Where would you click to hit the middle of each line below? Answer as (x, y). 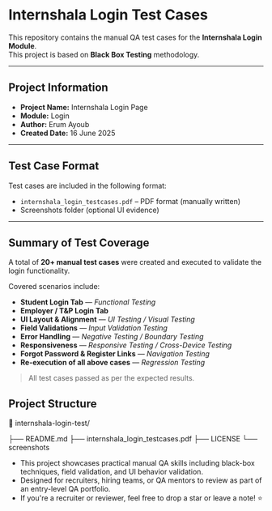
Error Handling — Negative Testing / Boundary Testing (112, 337)
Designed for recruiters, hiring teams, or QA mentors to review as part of (141, 480)
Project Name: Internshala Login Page (84, 107)
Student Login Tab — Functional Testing (88, 302)
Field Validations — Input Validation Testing (94, 328)
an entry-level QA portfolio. (65, 489)
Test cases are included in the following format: (88, 185)
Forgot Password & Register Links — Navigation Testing (115, 354)
